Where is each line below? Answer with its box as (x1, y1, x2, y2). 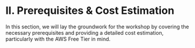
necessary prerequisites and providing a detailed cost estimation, (5, 29, 164, 36)
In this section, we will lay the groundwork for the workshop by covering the (5, 23, 189, 30)
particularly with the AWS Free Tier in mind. (5, 35, 111, 42)
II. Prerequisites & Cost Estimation (5, 4, 174, 17)
